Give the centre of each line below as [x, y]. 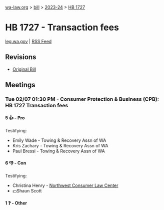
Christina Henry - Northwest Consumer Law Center [65, 185]
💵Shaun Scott [27, 191]
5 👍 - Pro [15, 118]
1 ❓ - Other [16, 203]
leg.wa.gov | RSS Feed [28, 41]
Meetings [20, 85]
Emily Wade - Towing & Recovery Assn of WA [59, 140]
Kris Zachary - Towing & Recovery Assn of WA [60, 146]
